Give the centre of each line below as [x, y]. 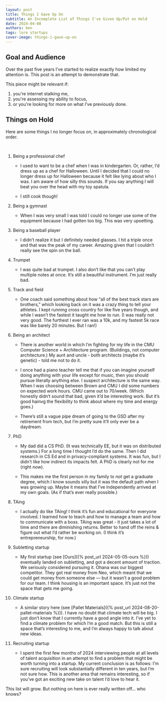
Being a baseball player [37, 230]
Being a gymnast [30, 206]
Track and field [28, 289]
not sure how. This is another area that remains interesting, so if [85, 674]
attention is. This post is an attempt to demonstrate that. [63, 74]
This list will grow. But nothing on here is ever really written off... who [76, 689]
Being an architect [31, 335]
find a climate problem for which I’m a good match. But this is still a [88, 623]
